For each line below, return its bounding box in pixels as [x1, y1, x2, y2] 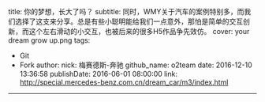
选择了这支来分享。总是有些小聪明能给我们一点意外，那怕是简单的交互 [14, 17, 243, 26]
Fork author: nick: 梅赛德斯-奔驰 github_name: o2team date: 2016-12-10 [19, 60, 252, 70]
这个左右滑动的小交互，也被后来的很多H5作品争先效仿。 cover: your [28, 27, 250, 36]
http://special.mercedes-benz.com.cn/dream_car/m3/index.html [19, 77, 229, 87]
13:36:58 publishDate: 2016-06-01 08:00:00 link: [19, 70, 178, 78]
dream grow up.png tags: [8, 36, 91, 45]
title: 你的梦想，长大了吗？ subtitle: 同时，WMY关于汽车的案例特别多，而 [8, 7, 244, 16]
